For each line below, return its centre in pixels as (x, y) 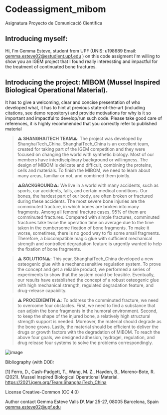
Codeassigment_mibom (56, 9)
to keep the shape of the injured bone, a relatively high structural (84, 316)
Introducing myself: (37, 39)
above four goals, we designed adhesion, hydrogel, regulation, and (86, 337)
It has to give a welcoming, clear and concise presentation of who (73, 102)
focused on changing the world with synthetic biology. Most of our (86, 154)
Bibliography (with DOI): (30, 362)
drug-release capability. (42, 290)
